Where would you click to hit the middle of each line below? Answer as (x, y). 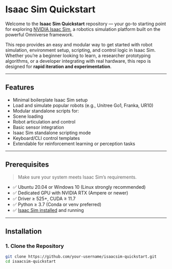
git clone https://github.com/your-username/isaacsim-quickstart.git (81, 257)
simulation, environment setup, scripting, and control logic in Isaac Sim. (81, 50)
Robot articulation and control (44, 121)
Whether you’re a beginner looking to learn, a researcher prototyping (78, 56)
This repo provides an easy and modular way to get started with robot (79, 44)
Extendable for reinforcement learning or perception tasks (74, 144)
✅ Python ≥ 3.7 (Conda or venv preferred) (57, 204)
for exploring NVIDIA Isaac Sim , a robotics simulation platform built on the (83, 29)
